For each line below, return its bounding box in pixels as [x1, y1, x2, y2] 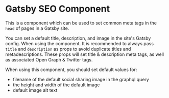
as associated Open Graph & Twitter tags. [5, 56, 93, 62]
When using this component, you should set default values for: [5, 67, 137, 73]
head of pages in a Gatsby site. [5, 25, 69, 31]
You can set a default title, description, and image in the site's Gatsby [5, 35, 151, 41]
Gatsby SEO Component [5, 3, 110, 15]
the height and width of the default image [12, 82, 100, 88]
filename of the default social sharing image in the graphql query [12, 76, 149, 82]
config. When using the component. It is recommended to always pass [5, 40, 154, 46]
